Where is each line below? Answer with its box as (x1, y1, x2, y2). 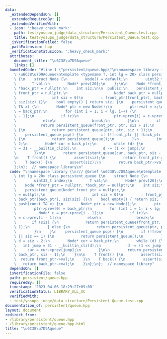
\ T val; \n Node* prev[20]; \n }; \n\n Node (14, 81, 146, 86)
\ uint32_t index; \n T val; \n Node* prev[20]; (14, 178, 159, 183)
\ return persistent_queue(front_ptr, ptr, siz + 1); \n (14, 123, 155, 128)
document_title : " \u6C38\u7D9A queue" (14, 58, 92, 63)
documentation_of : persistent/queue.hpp (5, 303, 90, 308)
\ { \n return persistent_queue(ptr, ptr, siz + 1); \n (14, 127, 153, 132)
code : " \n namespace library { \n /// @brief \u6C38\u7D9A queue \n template (9, 169, 162, 174)
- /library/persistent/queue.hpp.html (5, 322, 85, 327)
